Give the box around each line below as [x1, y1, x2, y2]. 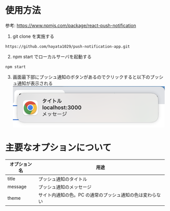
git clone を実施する [12, 33, 55, 39]
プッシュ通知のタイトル [38, 176, 88, 182]
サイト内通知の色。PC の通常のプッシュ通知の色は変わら [38, 192, 157, 198]
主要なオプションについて [5, 142, 112, 154]
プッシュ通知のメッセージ [38, 184, 92, 190]
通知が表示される [17, 80, 53, 86]
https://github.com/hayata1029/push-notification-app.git [5, 44, 130, 49]
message [7, 184, 27, 190]
